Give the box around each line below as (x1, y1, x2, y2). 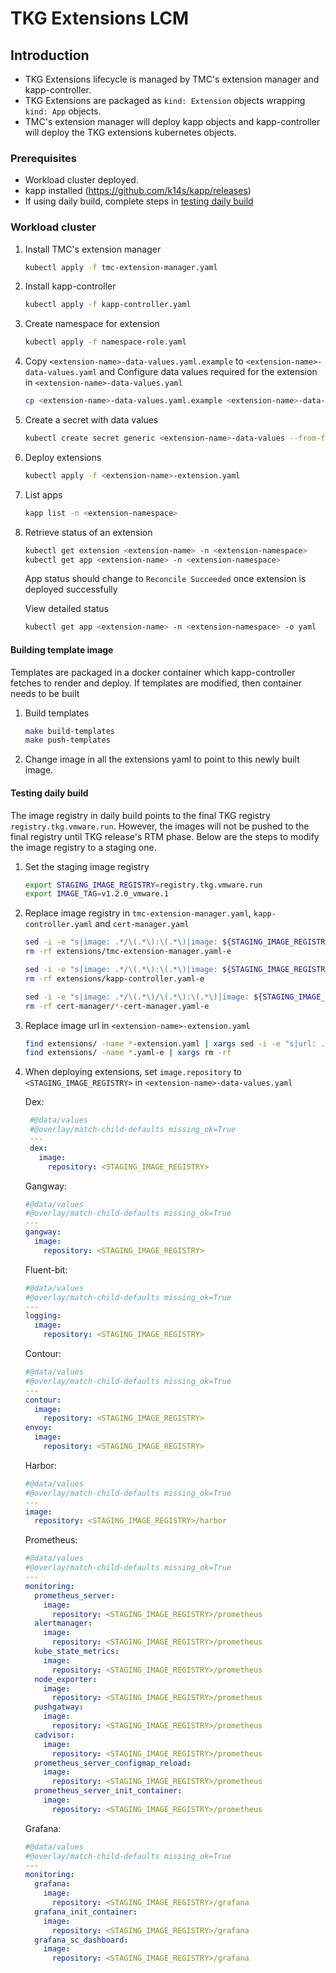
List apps (24, 488, 63, 501)
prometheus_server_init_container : (34, 1786, 183, 1796)
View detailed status (24, 603, 109, 615)
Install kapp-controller (24, 280, 117, 292)
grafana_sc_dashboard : (34, 1935, 129, 1945)
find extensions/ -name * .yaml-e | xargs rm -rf (24, 1048, 232, 1058)
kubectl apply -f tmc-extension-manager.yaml (24, 262, 218, 272)
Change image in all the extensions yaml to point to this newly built (24, 753, 300, 766)
